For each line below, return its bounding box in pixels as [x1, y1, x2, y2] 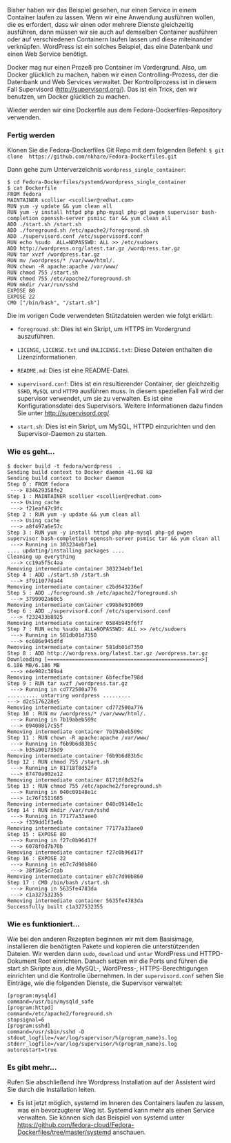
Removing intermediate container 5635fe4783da [7, 897, 143, 904]
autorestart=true [7, 1046, 57, 1053]
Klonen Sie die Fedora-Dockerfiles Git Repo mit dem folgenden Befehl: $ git [7, 146, 225, 155]
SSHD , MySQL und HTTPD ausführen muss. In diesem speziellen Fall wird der [17, 387, 224, 395]
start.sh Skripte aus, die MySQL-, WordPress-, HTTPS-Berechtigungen [7, 964, 208, 972]
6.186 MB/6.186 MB [7, 662, 60, 668]
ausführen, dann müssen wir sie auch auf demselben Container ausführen [7, 28, 218, 36]
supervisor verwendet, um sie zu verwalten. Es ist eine [17, 395, 173, 403]
